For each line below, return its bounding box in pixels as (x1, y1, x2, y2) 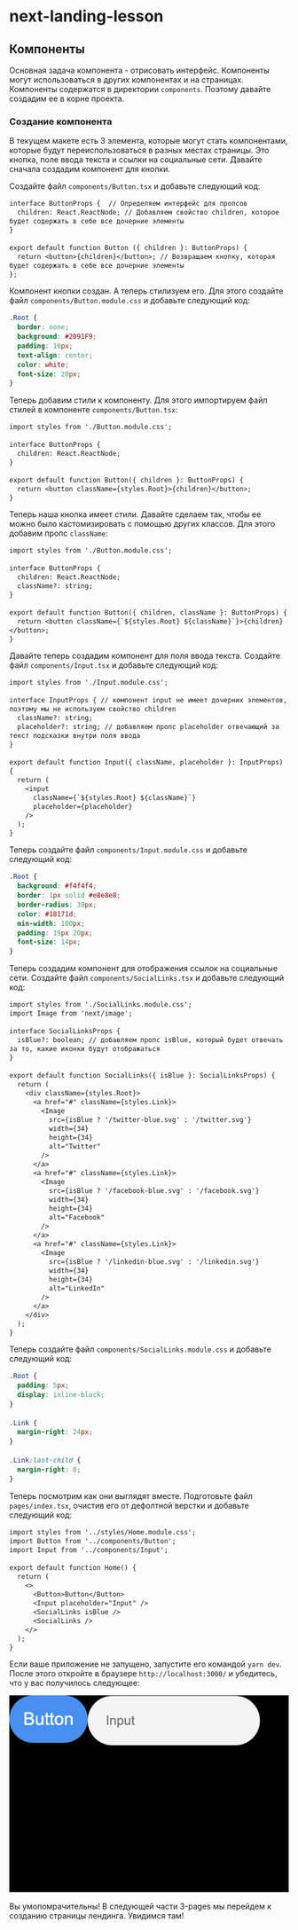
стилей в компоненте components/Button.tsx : (9, 404, 178, 415)
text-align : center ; (17, 350, 93, 360)
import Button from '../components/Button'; (9, 1536, 176, 1545)
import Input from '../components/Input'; (9, 1545, 169, 1554)
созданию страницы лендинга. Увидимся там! (9, 1910, 184, 1921)
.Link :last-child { (9, 1456, 82, 1465)
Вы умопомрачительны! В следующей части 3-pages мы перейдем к (9, 1901, 272, 1911)
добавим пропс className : (9, 528, 108, 538)
